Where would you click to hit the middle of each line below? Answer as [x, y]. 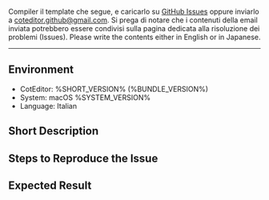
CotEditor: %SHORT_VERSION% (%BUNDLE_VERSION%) [114, 89]
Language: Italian [48, 106]
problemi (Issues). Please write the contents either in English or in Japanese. [135, 37]
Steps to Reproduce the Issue [83, 158]
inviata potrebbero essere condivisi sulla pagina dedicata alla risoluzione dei [134, 28]
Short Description [54, 131]
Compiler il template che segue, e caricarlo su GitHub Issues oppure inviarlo [134, 12]
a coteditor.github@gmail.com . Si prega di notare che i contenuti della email [133, 20]
